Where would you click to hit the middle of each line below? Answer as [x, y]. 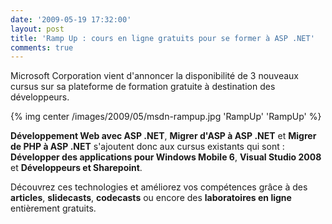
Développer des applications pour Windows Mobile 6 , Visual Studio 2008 [166, 157]
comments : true [42, 47]
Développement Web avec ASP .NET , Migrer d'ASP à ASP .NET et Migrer [163, 136]
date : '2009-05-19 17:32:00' [71, 19]
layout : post [37, 29]
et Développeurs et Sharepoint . [76, 168]
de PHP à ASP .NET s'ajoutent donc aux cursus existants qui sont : [147, 147]
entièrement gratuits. [53, 208]
